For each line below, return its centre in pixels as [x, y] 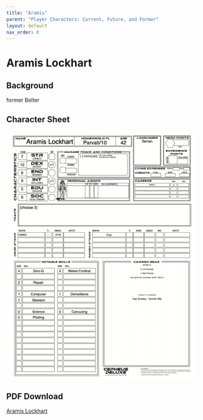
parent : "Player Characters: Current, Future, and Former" [83, 19]
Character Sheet [38, 119]
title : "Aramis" [27, 13]
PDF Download [35, 396]
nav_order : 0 [23, 32]
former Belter [23, 100]
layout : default [27, 26]
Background [30, 85]
